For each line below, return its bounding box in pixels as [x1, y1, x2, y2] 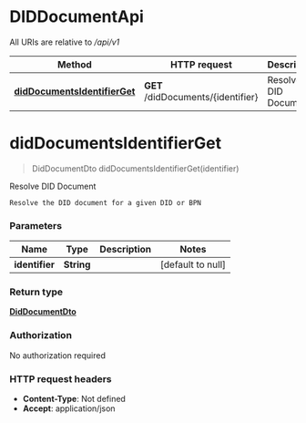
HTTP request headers [9, 372, 112, 385]
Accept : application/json [22, 403, 116, 414]
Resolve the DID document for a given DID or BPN [9, 198, 202, 207]
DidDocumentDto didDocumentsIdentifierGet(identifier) [31, 162, 240, 174]
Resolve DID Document [9, 181, 97, 191]
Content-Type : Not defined [22, 394, 126, 405]
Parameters [9, 219, 62, 232]
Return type [9, 285, 64, 298]
